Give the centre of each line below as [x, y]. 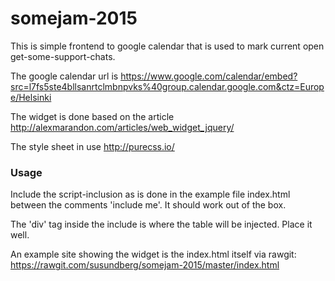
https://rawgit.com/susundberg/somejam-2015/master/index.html [145, 265]
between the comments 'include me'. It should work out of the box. [148, 205]
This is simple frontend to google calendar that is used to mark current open [167, 46]
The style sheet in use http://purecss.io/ [92, 146]
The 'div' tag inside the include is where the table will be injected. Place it [161, 224]
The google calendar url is [64, 76]
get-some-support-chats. [63, 56]
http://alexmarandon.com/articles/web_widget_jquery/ [122, 127]
